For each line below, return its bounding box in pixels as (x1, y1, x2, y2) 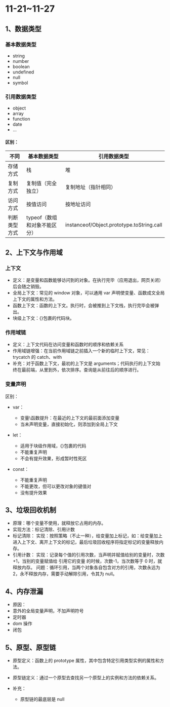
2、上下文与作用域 (5, 248, 63, 256)
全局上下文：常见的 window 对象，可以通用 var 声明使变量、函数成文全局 (12, 290, 165, 296)
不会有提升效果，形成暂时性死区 (20, 455, 87, 461)
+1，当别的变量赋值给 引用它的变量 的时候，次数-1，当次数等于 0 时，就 (12, 558, 162, 564)
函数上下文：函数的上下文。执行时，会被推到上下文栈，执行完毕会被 (12, 303, 155, 309)
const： (12, 466, 29, 472)
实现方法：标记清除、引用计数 (12, 527, 75, 533)
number (12, 58, 29, 64)
